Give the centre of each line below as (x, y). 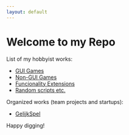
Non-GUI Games (36, 77)
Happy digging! (26, 125)
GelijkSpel (28, 114)
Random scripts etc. (40, 90)
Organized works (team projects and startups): (65, 102)
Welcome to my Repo (61, 42)
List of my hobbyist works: (40, 59)
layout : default (27, 12)
